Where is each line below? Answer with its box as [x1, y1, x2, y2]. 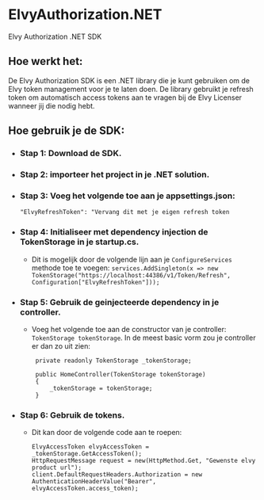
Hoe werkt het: [8, 55, 83, 68]
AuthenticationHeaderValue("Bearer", [31, 478, 157, 486]
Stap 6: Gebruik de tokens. [19, 410, 125, 421]
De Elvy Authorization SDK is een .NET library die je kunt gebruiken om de [8, 75, 250, 85]
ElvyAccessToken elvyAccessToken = [31, 443, 149, 451]
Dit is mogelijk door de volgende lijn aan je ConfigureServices [31, 254, 232, 264]
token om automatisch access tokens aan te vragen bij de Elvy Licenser [8, 93, 243, 102]
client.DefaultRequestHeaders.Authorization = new [31, 471, 203, 479]
